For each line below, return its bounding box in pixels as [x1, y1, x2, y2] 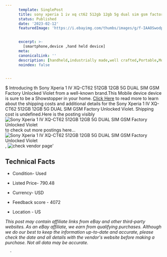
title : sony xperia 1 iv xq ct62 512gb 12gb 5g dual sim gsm [18, 12, 148, 17]
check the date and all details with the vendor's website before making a [5, 234, 155, 240]
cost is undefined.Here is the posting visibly [5, 111, 95, 117]
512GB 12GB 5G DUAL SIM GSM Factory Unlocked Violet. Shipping [17, 106, 154, 112]
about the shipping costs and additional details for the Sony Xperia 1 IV [5, 101, 150, 107]
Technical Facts [5, 157, 56, 166]
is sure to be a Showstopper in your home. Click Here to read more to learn [5, 95, 159, 102]
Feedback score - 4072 [12, 199, 61, 205]
